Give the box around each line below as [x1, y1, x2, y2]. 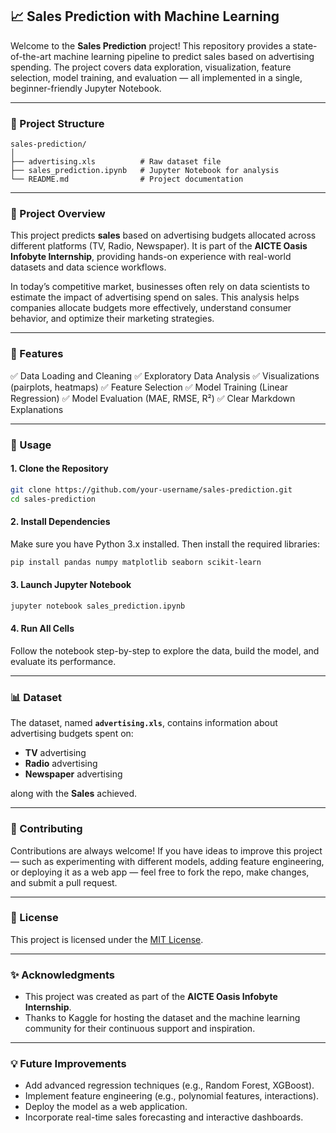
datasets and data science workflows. [10, 261, 167, 273]
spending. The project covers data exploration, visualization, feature [10, 61, 292, 73]
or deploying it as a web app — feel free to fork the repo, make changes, [10, 866, 310, 878]
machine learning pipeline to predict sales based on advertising [53, 50, 315, 62]
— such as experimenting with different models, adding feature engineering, [10, 855, 325, 867]
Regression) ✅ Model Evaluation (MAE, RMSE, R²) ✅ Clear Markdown [10, 392, 296, 404]
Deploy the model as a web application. [24, 1101, 188, 1113]
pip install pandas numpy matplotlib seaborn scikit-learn [10, 557, 262, 567]
